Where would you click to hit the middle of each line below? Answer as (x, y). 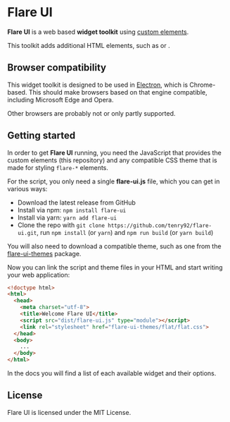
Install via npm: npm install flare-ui (72, 210)
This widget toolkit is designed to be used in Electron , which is (98, 85)
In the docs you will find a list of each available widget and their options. (112, 373)
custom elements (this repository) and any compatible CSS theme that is (112, 160)
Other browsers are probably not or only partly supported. (91, 113)
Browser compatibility (57, 68)
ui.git (27, 233)
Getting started (41, 136)
